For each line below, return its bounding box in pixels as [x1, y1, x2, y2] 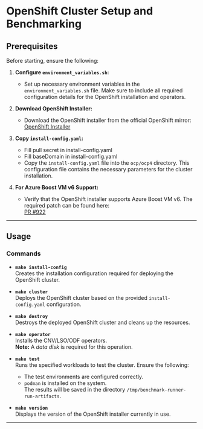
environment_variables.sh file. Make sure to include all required [24, 87, 183, 94]
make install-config [14, 264, 67, 270]
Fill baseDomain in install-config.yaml [24, 153, 118, 160]
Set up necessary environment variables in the [24, 80, 140, 87]
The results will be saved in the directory [24, 386, 126, 393]
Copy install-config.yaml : [14, 135, 83, 142]
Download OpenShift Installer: [14, 105, 92, 112]
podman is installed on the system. [24, 379, 107, 387]
